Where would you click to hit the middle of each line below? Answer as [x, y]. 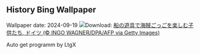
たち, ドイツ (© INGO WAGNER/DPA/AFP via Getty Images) [86, 32]
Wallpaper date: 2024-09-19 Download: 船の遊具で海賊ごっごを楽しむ [98, 25]
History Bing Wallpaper [51, 10]
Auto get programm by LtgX [41, 44]
